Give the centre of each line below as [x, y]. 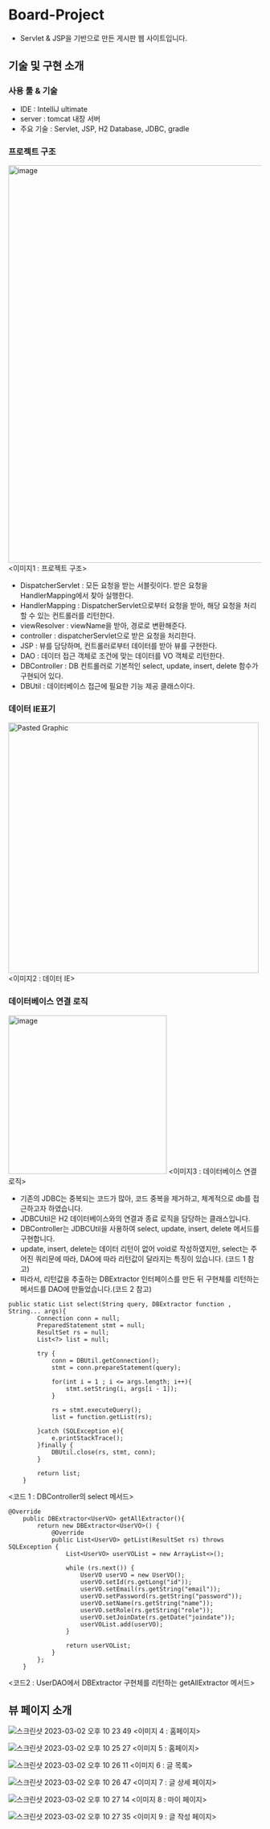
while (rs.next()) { [100, 1568]
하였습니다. [65, 1208]
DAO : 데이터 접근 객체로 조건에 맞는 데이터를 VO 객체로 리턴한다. [122, 656]
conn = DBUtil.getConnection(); [105, 1360]
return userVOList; [98, 1645]
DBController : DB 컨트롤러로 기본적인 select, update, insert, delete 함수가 [139, 665]
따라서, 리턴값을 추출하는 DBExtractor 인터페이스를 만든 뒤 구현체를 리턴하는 [139, 1279]
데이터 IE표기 [32, 709]
